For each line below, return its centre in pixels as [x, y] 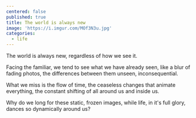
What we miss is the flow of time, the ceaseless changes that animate [91, 85]
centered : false [26, 12]
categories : [21, 34]
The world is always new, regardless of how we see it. [72, 56]
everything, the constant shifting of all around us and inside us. [83, 91]
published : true [26, 17]
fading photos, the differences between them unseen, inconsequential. [92, 73]
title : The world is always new [46, 22]
